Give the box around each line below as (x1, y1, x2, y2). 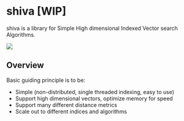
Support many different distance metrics (15, 101, 117, 108)
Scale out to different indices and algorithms (15, 108, 127, 115)
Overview (6, 60, 45, 71)
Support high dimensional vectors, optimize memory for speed (15, 95, 173, 102)
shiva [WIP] (6, 4, 67, 18)
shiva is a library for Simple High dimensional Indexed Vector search (6, 24, 178, 32)
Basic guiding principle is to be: (6, 76, 86, 84)
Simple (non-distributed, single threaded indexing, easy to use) (15, 88, 174, 95)
